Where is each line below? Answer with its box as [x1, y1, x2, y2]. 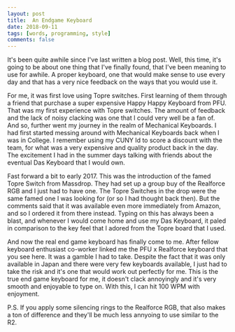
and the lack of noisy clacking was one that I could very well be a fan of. [7, 113, 215, 123]
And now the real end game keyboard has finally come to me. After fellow [7, 237, 219, 246]
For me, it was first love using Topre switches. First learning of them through [7, 92, 227, 100]
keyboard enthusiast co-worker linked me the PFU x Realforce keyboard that [7, 245, 228, 254]
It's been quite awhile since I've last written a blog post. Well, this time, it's [7, 55, 222, 64]
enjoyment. [7, 290, 40, 298]
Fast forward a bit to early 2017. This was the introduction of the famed [7, 172, 211, 181]
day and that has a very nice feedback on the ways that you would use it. [7, 78, 218, 86]
